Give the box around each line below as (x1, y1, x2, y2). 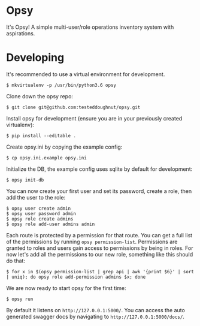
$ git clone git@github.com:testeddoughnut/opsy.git (6, 104, 141, 110)
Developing (6, 51, 65, 65)
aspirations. (6, 29, 35, 37)
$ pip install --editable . (6, 132, 77, 138)
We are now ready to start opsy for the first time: (6, 284, 126, 291)
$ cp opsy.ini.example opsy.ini (6, 155, 87, 161)
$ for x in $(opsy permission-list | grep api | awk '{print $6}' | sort (6, 268, 195, 274)
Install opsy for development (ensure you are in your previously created (6, 114, 183, 122)
